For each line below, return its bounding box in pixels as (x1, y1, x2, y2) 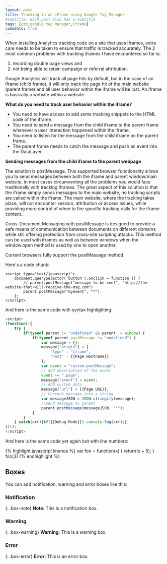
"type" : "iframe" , (50, 349, 92, 354)
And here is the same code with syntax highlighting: (5, 307, 113, 313)
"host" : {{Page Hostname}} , (50, 354, 112, 359)
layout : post (5, 7, 33, 13)
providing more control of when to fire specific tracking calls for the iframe (5, 206, 160, 212)
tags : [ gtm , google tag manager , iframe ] (5, 21, 89, 27)
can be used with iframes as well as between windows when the (5, 237, 139, 243)
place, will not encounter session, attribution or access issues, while (5, 200, 147, 207)
